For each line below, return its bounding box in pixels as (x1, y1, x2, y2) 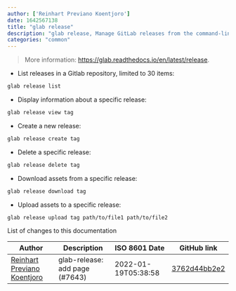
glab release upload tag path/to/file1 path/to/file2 (7, 214, 169, 221)
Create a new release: (17, 121, 81, 130)
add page (58, 264, 90, 273)
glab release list (7, 83, 61, 90)
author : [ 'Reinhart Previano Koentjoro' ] (7, 10, 131, 18)
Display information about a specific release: (17, 95, 147, 104)
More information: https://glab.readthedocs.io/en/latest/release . (24, 55, 209, 64)
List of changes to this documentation (7, 226, 117, 235)
